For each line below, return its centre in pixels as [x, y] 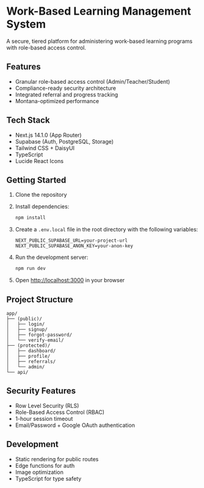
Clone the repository [41, 195]
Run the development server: [52, 257]
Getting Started [36, 180]
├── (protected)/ [28, 345]
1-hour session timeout [44, 418]
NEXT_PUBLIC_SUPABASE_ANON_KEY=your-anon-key [74, 246]
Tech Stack [28, 120]
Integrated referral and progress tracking [67, 94]
